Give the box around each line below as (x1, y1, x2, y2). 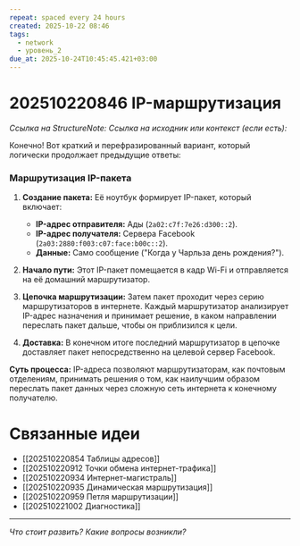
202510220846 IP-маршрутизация (9, 93, 282, 113)
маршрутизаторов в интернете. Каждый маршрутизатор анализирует (21, 301, 289, 312)
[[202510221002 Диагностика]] (21, 501, 141, 512)
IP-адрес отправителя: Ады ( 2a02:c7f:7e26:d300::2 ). (35, 219, 238, 230)
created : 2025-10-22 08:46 (9, 21, 110, 30)
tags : (9, 29, 29, 38)
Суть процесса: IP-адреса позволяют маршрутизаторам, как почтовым (9, 364, 286, 375)
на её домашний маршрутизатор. (21, 274, 150, 285)
